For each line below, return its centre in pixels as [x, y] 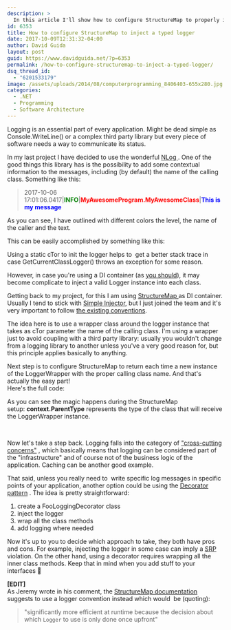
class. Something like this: [44, 179]
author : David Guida [37, 45]
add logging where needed [55, 528]
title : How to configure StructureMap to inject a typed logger [101, 33]
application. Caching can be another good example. [80, 465]
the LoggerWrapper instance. [49, 416]
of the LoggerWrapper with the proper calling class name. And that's [104, 373]
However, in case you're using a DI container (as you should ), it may [103, 275]
